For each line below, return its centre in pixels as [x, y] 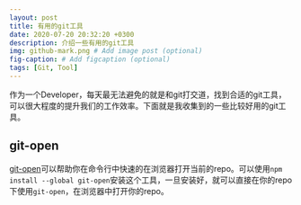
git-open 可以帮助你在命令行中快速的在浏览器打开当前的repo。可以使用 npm [146, 168]
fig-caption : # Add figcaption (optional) [90, 59]
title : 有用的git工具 [46, 26]
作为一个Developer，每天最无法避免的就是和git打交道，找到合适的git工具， [148, 94]
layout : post [34, 18]
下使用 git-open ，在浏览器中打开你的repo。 [89, 191]
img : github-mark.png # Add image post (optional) [106, 51]
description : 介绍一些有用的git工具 [72, 43]
